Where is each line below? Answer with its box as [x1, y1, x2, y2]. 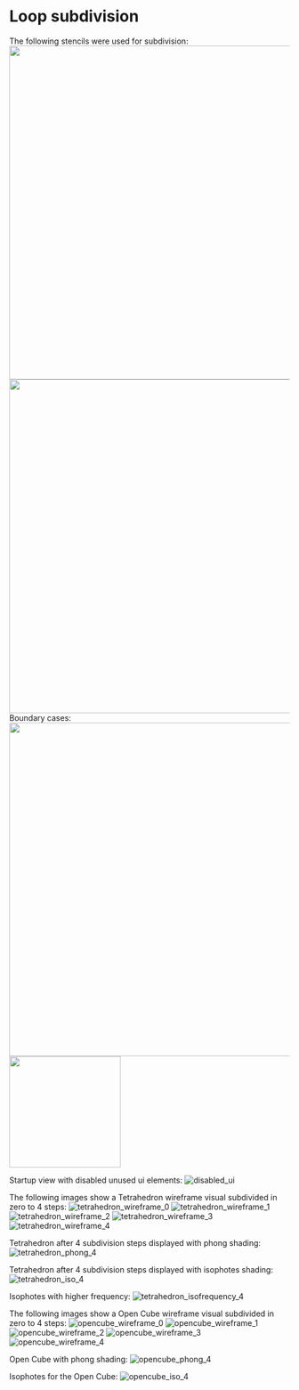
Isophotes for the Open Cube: [9, 1370, 118, 1381]
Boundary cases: [9, 712, 71, 723]
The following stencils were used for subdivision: [9, 36, 189, 46]
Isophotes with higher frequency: [9, 1290, 131, 1301]
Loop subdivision [9, 6, 140, 27]
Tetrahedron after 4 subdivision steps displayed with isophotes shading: [9, 1264, 274, 1274]
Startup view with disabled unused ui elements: [9, 1175, 183, 1185]
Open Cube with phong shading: [9, 1354, 128, 1364]
